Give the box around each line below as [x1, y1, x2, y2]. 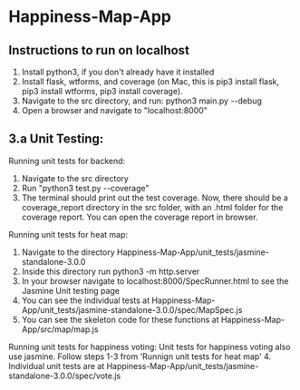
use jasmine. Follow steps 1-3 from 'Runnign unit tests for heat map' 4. [8, 351, 272, 362]
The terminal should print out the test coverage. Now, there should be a [21, 192, 289, 203]
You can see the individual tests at [21, 295, 150, 306]
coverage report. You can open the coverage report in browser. [21, 211, 258, 222]
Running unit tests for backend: [8, 155, 126, 166]
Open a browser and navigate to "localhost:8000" [21, 105, 208, 115]
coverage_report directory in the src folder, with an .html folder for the [21, 201, 284, 212]
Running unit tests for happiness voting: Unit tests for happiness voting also [8, 341, 291, 352]
